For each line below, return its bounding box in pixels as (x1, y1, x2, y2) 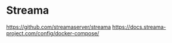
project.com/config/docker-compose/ (6, 29, 100, 36)
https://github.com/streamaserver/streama (6, 23, 112, 30)
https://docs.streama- (112, 23, 166, 30)
